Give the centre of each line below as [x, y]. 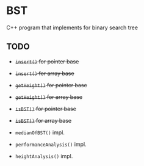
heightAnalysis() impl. [44, 156]
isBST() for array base [43, 120]
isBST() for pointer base [45, 109]
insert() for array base [45, 73]
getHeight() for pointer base [51, 85]
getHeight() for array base [49, 97]
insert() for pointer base [47, 61]
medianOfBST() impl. [40, 132]
